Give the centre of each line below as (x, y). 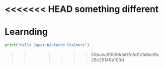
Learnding (26, 32)
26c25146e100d (108, 60)
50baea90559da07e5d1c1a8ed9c (125, 55)
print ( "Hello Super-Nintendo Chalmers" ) (47, 45)
